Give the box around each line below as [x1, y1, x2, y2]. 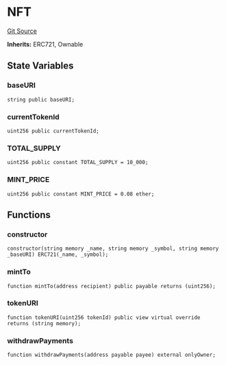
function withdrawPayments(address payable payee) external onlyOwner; [7, 351, 216, 359]
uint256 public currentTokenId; [7, 128, 99, 134]
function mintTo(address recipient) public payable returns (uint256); [7, 283, 216, 290]
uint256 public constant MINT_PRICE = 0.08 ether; [7, 190, 155, 198]
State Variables [7, 60, 74, 72]
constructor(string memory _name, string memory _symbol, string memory [7, 245, 219, 252]
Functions [7, 209, 51, 220]
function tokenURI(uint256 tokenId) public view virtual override [7, 314, 201, 321]
